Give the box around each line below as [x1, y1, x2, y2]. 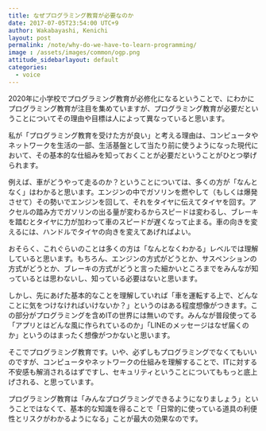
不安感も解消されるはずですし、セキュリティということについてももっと [8, 367, 245, 376]
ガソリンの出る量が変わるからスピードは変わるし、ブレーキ [63, 207, 259, 216]
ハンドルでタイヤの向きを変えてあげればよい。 [42, 227, 196, 236]
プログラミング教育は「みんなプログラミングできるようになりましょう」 [8, 394, 245, 403]
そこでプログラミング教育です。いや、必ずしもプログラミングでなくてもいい [8, 347, 257, 356]
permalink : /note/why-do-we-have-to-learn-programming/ [8, 41, 197, 49]
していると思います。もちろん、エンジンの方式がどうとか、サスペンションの [8, 254, 257, 263]
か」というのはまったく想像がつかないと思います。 [8, 330, 175, 340]
